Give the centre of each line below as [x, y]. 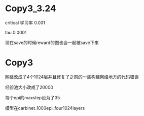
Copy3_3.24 [31, 9]
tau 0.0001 [16, 32]
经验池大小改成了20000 [29, 87]
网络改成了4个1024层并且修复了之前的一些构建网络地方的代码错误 [72, 77]
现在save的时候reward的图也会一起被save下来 [52, 43]
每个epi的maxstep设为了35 [33, 97]
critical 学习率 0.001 [25, 23]
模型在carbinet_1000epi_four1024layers [45, 108]
